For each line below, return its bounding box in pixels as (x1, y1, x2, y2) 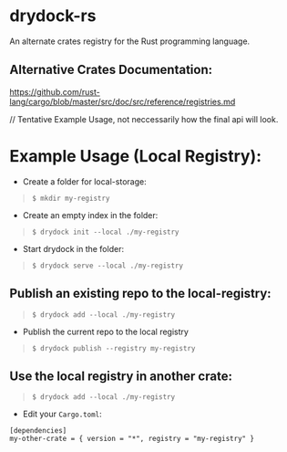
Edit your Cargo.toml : (22, 408, 102, 420)
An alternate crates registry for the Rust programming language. (9, 36, 251, 47)
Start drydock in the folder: (22, 243, 125, 254)
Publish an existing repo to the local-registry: (9, 286, 272, 301)
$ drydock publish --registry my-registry (31, 343, 196, 352)
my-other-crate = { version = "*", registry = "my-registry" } (9, 435, 255, 444)
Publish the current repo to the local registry (22, 326, 190, 337)
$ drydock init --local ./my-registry (31, 227, 179, 237)
